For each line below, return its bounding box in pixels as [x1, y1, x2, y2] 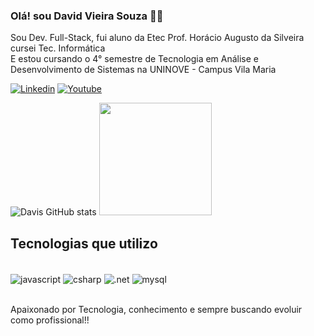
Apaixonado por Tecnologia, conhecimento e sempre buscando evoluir [10, 303, 303, 315]
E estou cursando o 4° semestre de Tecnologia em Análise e [10, 53, 260, 65]
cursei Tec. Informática [10, 42, 106, 54]
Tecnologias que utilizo [10, 235, 158, 252]
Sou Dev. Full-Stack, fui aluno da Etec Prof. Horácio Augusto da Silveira [10, 32, 305, 44]
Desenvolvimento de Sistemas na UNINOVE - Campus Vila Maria [10, 64, 277, 76]
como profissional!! [10, 314, 90, 326]
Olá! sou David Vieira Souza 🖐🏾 [10, 9, 164, 23]
